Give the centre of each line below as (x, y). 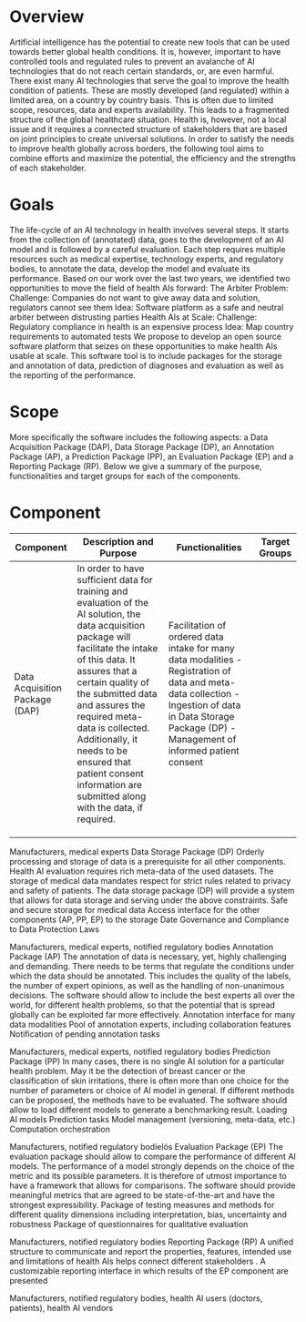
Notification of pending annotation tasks (85, 1034)
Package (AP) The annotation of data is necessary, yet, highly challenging (148, 956)
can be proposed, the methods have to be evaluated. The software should (148, 1100)
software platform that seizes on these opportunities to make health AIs (143, 346)
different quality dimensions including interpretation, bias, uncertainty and (148, 1214)
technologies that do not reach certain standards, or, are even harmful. (142, 71)
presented (29, 1280)
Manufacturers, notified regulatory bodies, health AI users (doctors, (136, 1298)
